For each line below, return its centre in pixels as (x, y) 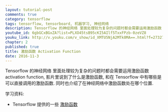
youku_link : (17, 38)
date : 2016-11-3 (22, 56)
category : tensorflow (28, 19)
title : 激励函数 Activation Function (43, 51)
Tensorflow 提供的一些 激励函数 (45, 105)
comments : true (21, 14)
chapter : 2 (16, 42)
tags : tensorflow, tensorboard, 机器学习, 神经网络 (57, 24)
